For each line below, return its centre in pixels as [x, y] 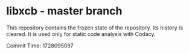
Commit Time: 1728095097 [40, 46]
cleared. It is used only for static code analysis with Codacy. [81, 34]
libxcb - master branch [64, 11]
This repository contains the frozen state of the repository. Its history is [94, 28]
